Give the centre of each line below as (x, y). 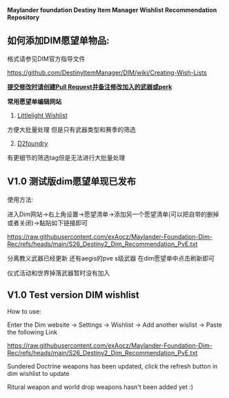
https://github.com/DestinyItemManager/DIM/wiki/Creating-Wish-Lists (107, 73)
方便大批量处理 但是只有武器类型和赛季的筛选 (71, 129)
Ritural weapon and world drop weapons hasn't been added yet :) (100, 387)
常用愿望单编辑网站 (34, 101)
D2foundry (32, 143)
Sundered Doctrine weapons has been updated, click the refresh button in (112, 366)
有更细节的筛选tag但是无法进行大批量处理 (66, 158)
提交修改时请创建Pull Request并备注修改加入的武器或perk (90, 86)
